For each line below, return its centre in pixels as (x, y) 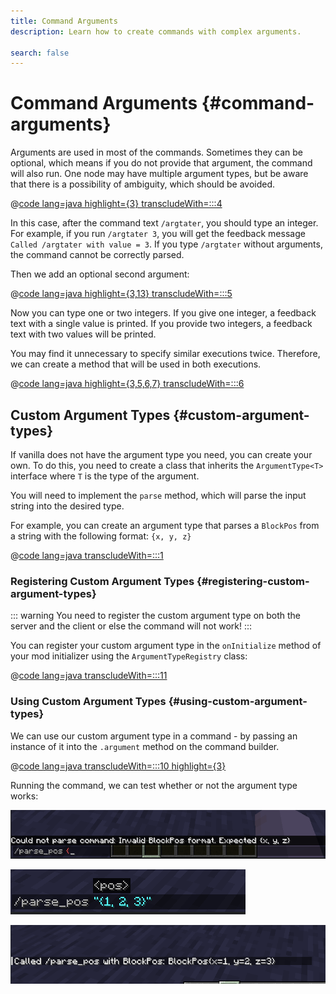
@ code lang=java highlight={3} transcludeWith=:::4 (116, 204)
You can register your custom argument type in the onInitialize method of (166, 646)
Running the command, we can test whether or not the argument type (154, 785)
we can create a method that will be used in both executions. (136, 364)
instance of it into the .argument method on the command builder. (145, 746)
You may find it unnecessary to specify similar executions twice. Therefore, (165, 354)
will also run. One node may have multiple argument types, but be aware (159, 174)
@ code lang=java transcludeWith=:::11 (89, 676)
